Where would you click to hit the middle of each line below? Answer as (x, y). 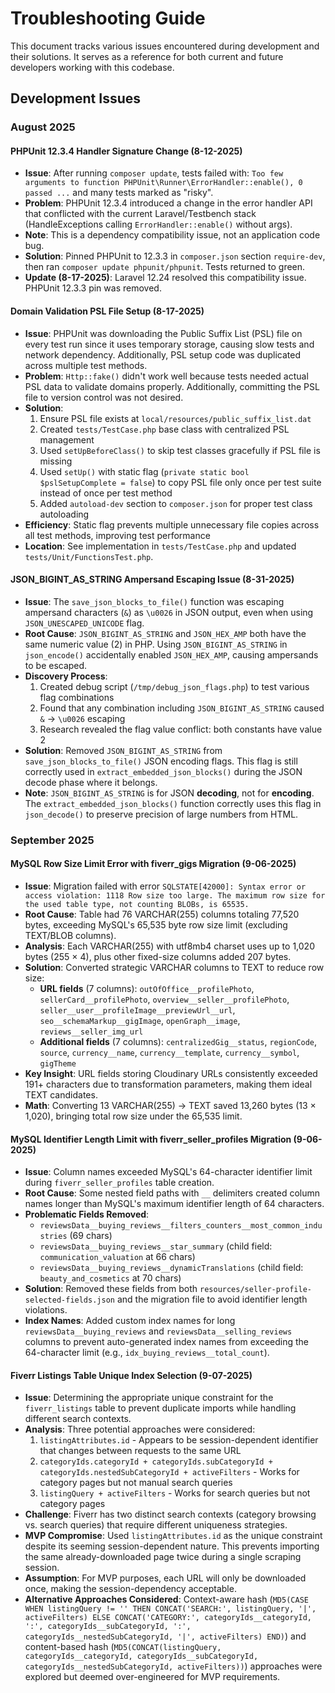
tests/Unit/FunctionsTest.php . (89, 556)
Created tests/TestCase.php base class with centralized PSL (164, 429)
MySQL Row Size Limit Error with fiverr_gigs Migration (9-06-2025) (153, 864)
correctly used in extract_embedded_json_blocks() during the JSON (163, 771)
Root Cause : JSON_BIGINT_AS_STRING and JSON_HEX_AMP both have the (165, 633)
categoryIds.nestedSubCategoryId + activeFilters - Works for (169, 1472)
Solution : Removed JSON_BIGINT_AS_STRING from (123, 750)
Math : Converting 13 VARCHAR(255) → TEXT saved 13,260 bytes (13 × (170, 1105)
